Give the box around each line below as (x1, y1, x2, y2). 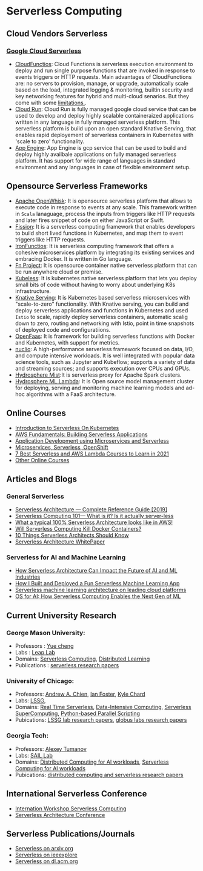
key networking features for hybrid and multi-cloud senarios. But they (15, 92, 190, 99)
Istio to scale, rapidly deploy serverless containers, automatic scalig (15, 313, 188, 320)
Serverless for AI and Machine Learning (6, 553, 126, 562)
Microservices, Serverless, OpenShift (15, 443, 108, 451)
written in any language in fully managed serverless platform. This (15, 118, 181, 126)
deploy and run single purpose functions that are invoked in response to (15, 67, 195, 74)
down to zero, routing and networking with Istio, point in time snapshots (15, 320, 195, 327)
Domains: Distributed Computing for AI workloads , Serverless (15, 758, 169, 765)
